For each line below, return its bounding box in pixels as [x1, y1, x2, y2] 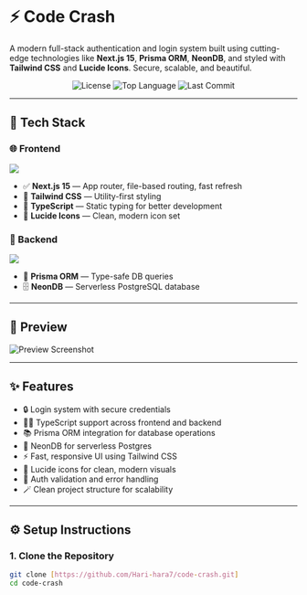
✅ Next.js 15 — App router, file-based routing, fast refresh [22, 180, 243, 191]
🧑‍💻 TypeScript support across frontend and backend [22, 417, 222, 428]
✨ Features [9, 379, 74, 395]
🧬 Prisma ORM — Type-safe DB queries [22, 271, 174, 282]
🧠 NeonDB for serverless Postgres [22, 440, 153, 452]
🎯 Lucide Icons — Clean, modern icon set [22, 210, 181, 221]
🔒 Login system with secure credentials [22, 403, 171, 415]
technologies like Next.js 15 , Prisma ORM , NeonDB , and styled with [30, 52, 286, 63]
